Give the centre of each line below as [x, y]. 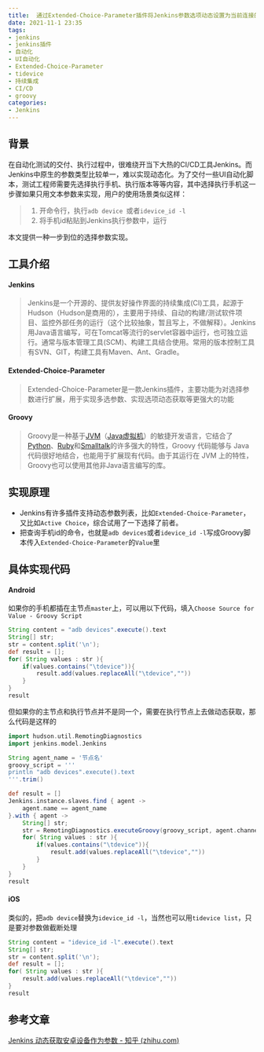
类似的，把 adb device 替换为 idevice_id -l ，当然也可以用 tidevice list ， [126, 917]
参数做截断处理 [53, 927]
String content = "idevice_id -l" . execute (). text [91, 942]
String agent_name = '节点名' [56, 758]
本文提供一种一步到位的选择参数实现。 [70, 237]
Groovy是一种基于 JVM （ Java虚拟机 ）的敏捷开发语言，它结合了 [130, 436]
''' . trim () [26, 780]
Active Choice [63, 523]
